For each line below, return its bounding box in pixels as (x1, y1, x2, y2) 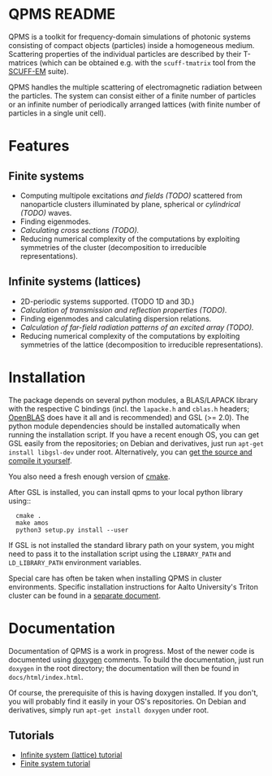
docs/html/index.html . (8, 672, 84, 682)
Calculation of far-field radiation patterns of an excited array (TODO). (19, 322, 254, 332)
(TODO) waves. (19, 208, 72, 217)
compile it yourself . (8, 455, 72, 465)
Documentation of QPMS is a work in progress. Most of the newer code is (8, 646, 255, 655)
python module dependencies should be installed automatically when (8, 421, 241, 431)
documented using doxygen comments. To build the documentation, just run (8, 655, 264, 664)
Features (8, 137, 70, 156)
